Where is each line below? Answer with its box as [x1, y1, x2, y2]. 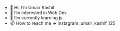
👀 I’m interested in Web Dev [9, 10, 67, 15]
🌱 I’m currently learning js [9, 15, 63, 20]
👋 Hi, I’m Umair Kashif [9, 5, 55, 10]
